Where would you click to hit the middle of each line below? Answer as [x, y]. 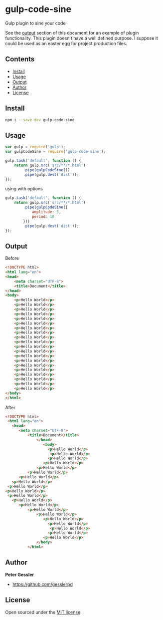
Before [12, 258]
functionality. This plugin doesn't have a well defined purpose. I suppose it [82, 38]
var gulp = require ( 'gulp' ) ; [35, 147]
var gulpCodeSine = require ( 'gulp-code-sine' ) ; [56, 152]
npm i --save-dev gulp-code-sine [40, 120]
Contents [20, 59]
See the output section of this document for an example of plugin [72, 33]
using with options [24, 189]
